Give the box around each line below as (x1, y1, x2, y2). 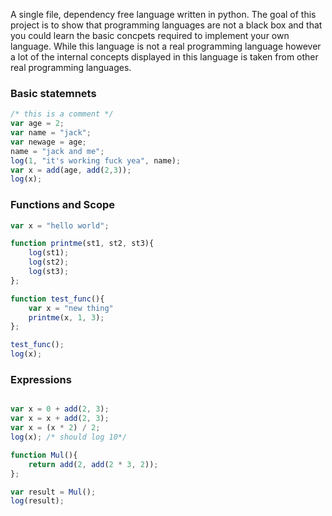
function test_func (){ (10, 294, 105, 304)
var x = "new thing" (28, 303, 114, 313)
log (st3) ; (28, 267, 70, 277)
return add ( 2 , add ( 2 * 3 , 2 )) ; (28, 459, 159, 469)
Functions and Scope (10, 198, 116, 212)
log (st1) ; (28, 248, 70, 258)
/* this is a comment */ (10, 109, 114, 119)
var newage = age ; (10, 137, 87, 147)
